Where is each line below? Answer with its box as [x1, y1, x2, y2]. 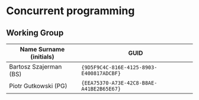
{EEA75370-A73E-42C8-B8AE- [81, 80, 158, 86]
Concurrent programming [6, 4, 135, 18]
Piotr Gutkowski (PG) [9, 82, 68, 90]
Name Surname [20, 46, 65, 53]
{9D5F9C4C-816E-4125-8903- [81, 64, 158, 70]
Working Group [6, 28, 64, 38]
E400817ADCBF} [81, 70, 121, 76]
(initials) [30, 53, 54, 60]
